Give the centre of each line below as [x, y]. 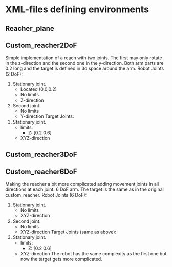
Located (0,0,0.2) [39, 89]
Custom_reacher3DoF [41, 154]
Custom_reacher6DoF [41, 172]
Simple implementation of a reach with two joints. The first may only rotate [84, 58]
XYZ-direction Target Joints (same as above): [68, 232]
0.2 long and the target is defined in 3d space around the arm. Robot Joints [85, 69]
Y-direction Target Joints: [47, 116]
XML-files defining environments [77, 9]
